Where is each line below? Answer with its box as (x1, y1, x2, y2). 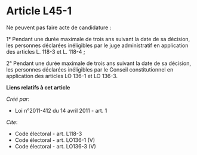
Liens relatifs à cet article (6, 83, 70, 91)
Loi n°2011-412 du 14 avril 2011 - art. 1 (14, 107, 107, 114)
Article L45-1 (6, 4, 72, 18)
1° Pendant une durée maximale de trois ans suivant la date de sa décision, (6, 35, 190, 42)
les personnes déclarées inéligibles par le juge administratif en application (6, 42, 189, 49)
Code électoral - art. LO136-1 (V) (14, 136, 96, 144)
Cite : (6, 118, 18, 126)
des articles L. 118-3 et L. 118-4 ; (6, 48, 85, 55)
